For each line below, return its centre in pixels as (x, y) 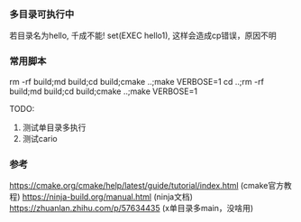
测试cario (40, 138)
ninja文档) (175, 197)
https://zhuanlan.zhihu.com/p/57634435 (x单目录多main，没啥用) (132, 208)
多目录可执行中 (42, 14)
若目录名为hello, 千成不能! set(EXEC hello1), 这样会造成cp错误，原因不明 (143, 36)
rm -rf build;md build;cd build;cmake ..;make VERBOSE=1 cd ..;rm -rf (137, 81)
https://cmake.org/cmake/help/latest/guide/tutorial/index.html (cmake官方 (146, 185)
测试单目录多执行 (54, 127)
